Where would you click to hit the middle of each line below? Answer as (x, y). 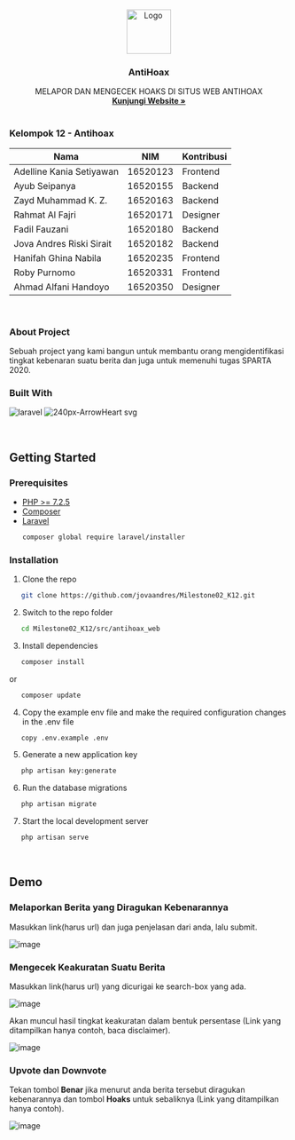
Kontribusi (205, 156)
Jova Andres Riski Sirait (63, 243)
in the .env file (48, 721)
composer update (51, 695)
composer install (53, 661)
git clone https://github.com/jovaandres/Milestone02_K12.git (138, 596)
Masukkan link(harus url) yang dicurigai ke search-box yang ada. (128, 986)
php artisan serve (55, 838)
